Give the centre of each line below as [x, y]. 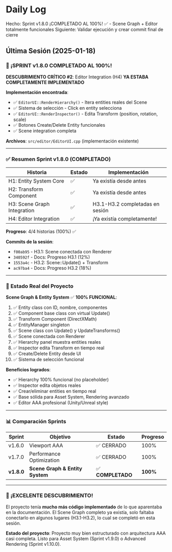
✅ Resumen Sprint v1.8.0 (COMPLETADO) [58, 159]
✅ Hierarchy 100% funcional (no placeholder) [61, 380]
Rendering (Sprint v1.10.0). [33, 544]
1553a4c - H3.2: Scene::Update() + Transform [61, 262]
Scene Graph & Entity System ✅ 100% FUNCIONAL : [62, 297]
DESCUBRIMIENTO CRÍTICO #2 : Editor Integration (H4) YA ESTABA [77, 77]
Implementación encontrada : [37, 92]
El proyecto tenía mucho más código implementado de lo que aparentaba [84, 507]
